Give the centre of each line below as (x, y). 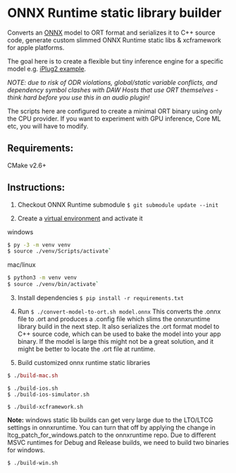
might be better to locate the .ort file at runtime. (86, 349)
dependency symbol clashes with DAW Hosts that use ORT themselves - (113, 90)
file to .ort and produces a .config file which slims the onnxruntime (114, 319)
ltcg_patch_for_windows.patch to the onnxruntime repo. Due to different (112, 435)
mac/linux (22, 265)
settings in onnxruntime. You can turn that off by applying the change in (112, 427)
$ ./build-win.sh (33, 463)
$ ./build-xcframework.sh (45, 407)
